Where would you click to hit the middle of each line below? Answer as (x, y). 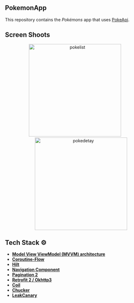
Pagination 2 (25, 275)
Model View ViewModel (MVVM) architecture (59, 254)
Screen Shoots (28, 35)
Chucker (21, 290)
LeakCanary (25, 295)
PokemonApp (26, 8)
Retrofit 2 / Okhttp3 (32, 280)
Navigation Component (36, 270)
